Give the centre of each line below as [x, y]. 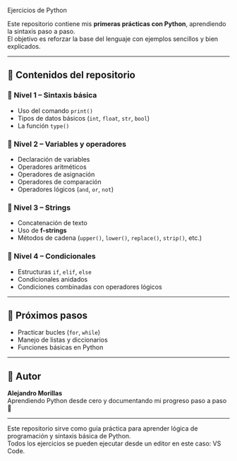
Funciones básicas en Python [60, 347]
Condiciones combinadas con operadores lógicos [90, 287]
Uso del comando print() [55, 110]
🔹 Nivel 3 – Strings [39, 208]
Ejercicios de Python [37, 10]
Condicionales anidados [53, 279]
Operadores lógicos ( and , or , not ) [66, 189]
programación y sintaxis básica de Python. [69, 436]
